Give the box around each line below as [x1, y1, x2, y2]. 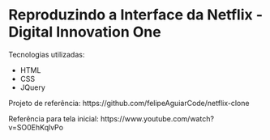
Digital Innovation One [8, 23, 161, 41]
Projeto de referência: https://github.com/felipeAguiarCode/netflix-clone [8, 98, 250, 108]
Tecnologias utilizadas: [8, 49, 85, 59]
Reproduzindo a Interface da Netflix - [8, 6, 264, 24]
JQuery [19, 83, 46, 92]
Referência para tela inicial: [8, 113, 99, 123]
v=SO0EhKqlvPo [8, 122, 63, 132]
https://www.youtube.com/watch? [100, 113, 215, 123]
